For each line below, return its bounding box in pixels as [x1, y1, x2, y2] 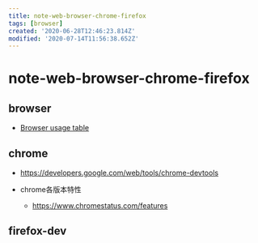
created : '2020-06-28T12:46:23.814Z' [8, 27, 136, 35]
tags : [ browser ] [8, 19, 63, 28]
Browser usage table [19, 123, 90, 133]
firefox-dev [8, 224, 67, 238]
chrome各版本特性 [19, 185, 82, 194]
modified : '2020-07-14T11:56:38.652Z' [8, 34, 139, 43]
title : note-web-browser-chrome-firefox [8, 11, 147, 20]
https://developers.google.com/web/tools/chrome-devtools [19, 168, 219, 178]
